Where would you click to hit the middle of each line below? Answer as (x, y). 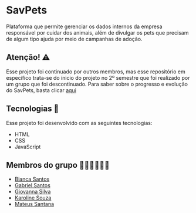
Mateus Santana (34, 204)
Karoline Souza (33, 198)
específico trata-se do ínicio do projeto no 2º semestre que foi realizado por (98, 77)
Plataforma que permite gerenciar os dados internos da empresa (84, 26)
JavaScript (28, 147)
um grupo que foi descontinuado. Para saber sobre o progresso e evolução (97, 84)
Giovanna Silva (33, 192)
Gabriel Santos (33, 185)
